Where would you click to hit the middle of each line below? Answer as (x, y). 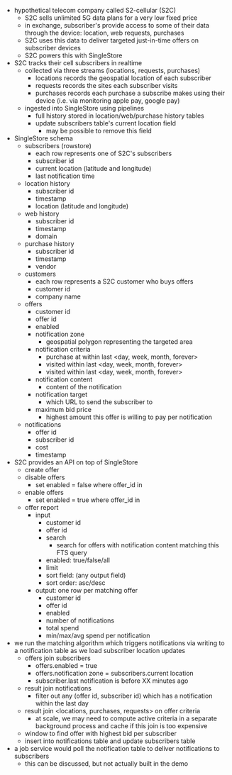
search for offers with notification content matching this (138, 545)
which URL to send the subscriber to (99, 402)
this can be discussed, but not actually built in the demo (106, 764)
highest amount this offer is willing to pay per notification (129, 417)
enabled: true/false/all (78, 560)
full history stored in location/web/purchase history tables (120, 116)
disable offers (45, 477)
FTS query (72, 553)
